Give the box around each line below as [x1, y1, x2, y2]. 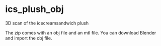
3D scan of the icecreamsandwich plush [5, 20, 89, 26]
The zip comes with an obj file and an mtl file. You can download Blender [5, 29, 156, 35]
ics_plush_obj [5, 3, 64, 15]
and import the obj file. [5, 35, 52, 41]
